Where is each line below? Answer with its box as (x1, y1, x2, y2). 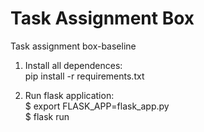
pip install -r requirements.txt (24, 70, 145, 82)
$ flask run (24, 110, 70, 122)
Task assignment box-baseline (10, 40, 137, 52)
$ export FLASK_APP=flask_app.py (24, 100, 170, 112)
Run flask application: (24, 89, 115, 101)
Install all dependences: (24, 59, 123, 71)
